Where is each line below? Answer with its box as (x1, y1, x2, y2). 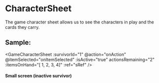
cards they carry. (5, 24, 40, 30)
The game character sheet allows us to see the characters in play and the (5, 19, 154, 25)
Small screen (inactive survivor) (5, 73, 72, 79)
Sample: (5, 39, 31, 47)
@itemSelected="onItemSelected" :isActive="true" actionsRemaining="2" (5, 57, 155, 62)
